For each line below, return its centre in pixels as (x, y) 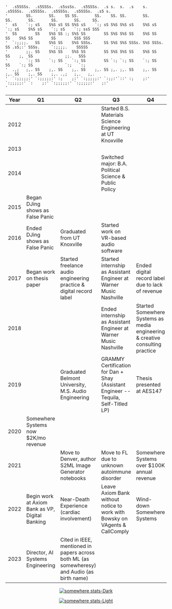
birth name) (74, 578)
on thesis (37, 278)
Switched (112, 157)
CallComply (115, 531)
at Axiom (37, 503)
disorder (111, 478)
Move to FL (114, 452)
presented (148, 385)
